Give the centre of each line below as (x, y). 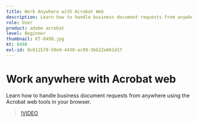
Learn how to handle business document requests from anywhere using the (98, 95)
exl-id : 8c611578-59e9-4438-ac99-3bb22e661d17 (64, 50)
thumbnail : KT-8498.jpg (35, 39)
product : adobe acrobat (35, 28)
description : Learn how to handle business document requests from (91, 17)
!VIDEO (29, 113)
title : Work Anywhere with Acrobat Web (55, 11)
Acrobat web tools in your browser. (49, 101)
